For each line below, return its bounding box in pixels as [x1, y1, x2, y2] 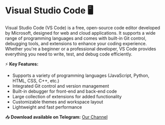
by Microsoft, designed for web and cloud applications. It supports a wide [5, 30, 156, 36]
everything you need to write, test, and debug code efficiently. [5, 51, 133, 57]
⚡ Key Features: [5, 61, 39, 67]
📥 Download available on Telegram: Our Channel [5, 114, 108, 120]
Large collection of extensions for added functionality [12, 93, 122, 99]
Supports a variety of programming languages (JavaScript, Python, [12, 72, 150, 78]
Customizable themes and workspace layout [12, 99, 103, 105]
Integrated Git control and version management [12, 83, 109, 89]
